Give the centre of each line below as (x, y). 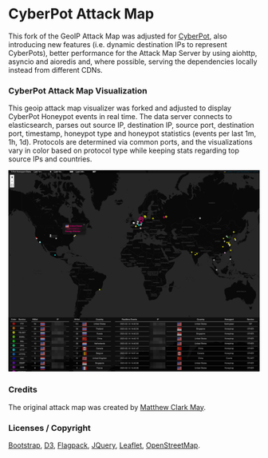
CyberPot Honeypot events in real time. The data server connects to (120, 117)
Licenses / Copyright (50, 428)
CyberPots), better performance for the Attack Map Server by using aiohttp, (133, 53)
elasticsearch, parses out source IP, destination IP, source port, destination (131, 125)
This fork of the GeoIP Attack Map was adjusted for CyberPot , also (118, 36)
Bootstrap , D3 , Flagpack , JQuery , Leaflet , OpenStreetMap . (104, 445)
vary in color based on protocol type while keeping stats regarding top (124, 151)
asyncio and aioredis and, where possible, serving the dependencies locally (133, 62)
